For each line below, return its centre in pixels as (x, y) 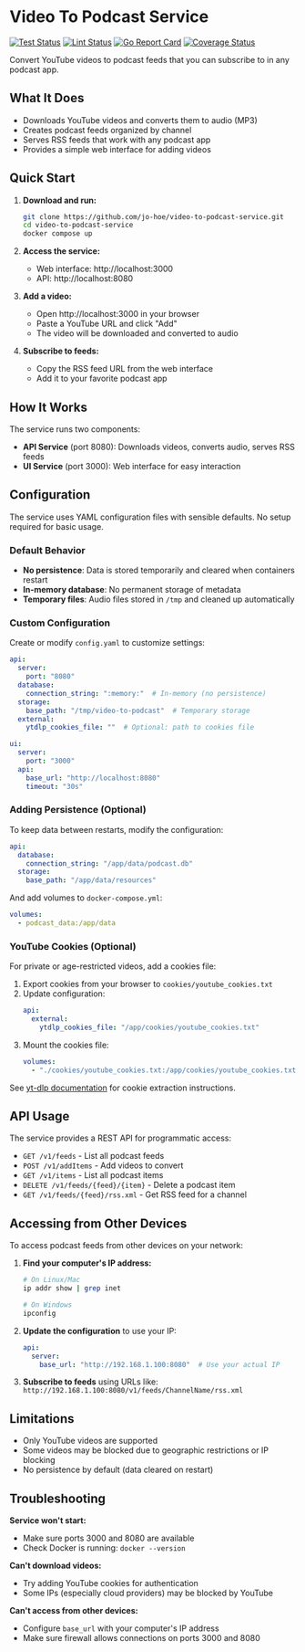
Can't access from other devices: (74, 1610)
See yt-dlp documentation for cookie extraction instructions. (123, 1088)
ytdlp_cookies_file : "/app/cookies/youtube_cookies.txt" (150, 1027)
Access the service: (61, 251)
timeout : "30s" (55, 786)
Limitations (42, 1419)
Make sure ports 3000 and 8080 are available (108, 1538)
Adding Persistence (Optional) (78, 810)
